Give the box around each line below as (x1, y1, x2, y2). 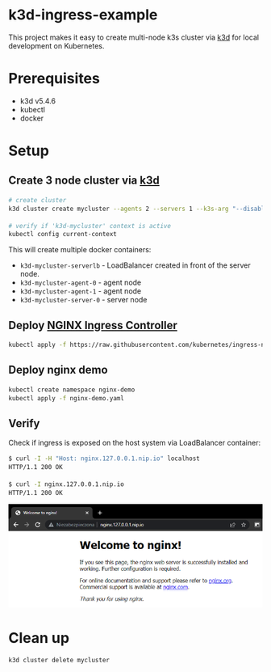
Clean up (8, 628, 70, 647)
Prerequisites (8, 70, 101, 88)
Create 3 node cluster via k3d (8, 174, 160, 188)
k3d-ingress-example (8, 6, 158, 24)
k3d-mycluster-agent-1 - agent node (19, 286, 142, 296)
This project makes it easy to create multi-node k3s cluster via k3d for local (8, 32, 260, 42)
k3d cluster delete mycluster (8, 657, 110, 665)
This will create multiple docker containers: (8, 245, 152, 255)
